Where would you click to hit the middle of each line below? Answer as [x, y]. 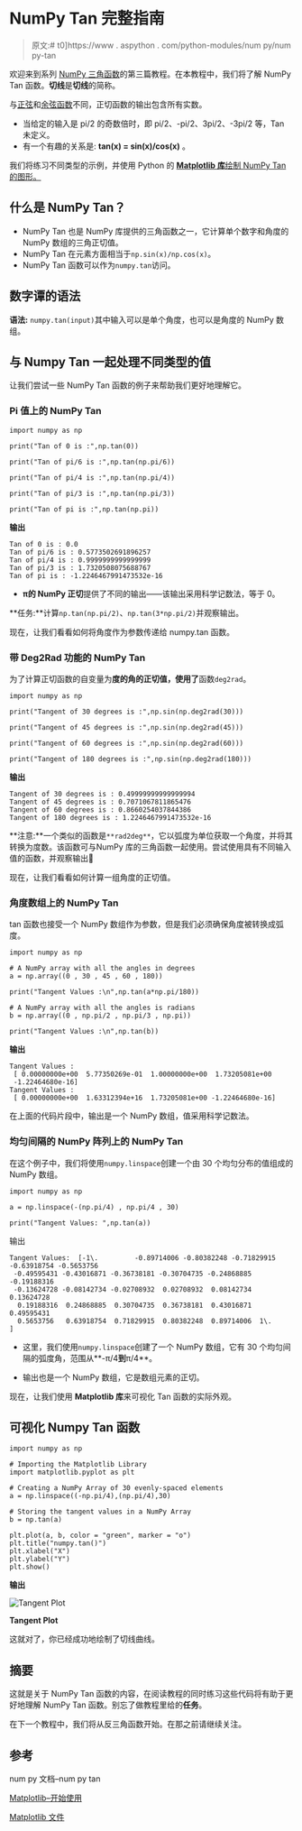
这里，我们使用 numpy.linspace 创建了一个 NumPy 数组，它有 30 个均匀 [153, 1347]
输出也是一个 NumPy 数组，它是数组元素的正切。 [113, 1377]
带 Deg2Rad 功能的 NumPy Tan [78, 658]
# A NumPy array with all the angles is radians [102, 1008]
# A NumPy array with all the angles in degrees [102, 969]
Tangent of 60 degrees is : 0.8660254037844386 [101, 810]
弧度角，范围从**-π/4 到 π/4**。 [98, 1357]
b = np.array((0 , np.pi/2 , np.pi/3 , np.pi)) [101, 1016]
